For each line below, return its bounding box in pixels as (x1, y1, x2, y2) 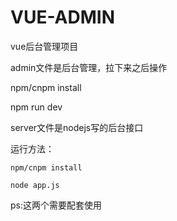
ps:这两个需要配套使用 (10, 199, 102, 211)
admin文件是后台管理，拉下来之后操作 (10, 61, 168, 73)
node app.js (10, 180, 60, 190)
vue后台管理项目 (10, 40, 79, 52)
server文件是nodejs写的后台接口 (10, 121, 144, 133)
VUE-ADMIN (10, 6, 115, 29)
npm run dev (10, 101, 63, 113)
